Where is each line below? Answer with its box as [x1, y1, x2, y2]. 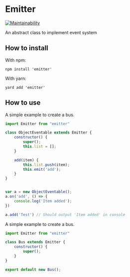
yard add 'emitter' [5, 85, 46, 90]
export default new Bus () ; [5, 267, 61, 272]
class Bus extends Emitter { [5, 240, 65, 245]
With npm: [5, 57, 26, 63]
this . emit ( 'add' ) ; [23, 167, 61, 172]
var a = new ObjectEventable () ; [5, 190, 72, 195]
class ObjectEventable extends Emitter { [5, 130, 92, 135]
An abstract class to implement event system [5, 29, 97, 35]
